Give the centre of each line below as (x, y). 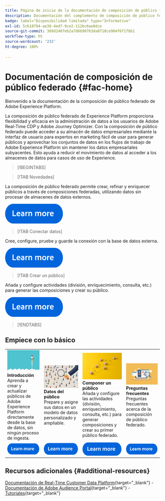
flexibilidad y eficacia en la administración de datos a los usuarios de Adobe (82, 121)
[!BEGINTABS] (31, 167)
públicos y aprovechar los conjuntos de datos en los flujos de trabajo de (78, 142)
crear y (14, 386)
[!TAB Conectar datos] (40, 231)
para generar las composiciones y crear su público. (57, 290)
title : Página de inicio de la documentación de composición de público (81, 10)
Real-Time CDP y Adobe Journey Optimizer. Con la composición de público (81, 126)
